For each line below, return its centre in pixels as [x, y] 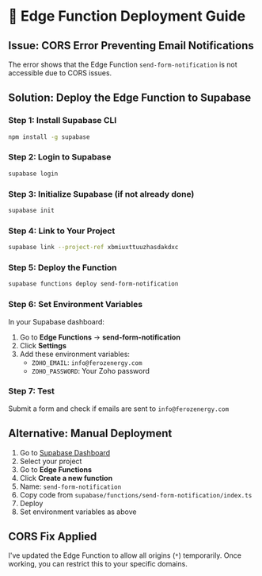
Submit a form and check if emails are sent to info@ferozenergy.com [119, 409]
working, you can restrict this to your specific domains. [98, 564]
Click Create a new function [66, 478]
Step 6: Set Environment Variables [76, 305]
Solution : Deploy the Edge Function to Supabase [130, 98]
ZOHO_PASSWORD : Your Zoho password [91, 371]
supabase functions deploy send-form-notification [93, 284]
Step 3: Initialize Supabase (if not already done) [101, 194]
